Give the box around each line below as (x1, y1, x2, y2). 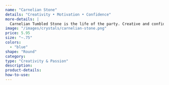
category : (5, 53, 26, 59)
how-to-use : (5, 72, 30, 77)
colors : (5, 40, 22, 45)
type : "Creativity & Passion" (5, 58, 69, 63)
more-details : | (5, 16, 39, 21)
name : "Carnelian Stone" (5, 7, 57, 12)
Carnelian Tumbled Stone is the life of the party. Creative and (10, 21, 150, 26)
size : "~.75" (5, 35, 33, 40)
